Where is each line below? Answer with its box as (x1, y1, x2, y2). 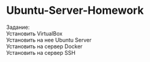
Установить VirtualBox (6, 29, 63, 37)
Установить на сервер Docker (6, 43, 83, 50)
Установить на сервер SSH (6, 49, 76, 56)
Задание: (6, 23, 30, 31)
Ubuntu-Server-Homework (6, 4, 144, 17)
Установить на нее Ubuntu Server (6, 36, 92, 43)
